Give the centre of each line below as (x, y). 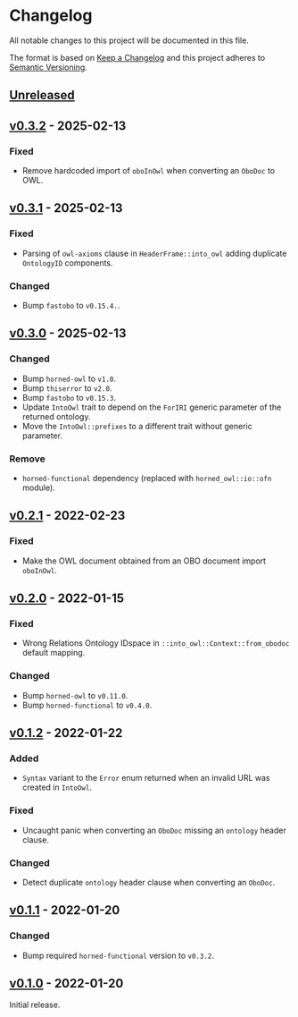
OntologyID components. (67, 263)
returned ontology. (56, 416)
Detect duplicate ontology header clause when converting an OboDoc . (149, 882)
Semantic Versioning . (48, 67)
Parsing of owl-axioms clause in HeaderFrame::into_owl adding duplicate (154, 253)
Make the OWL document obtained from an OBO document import (144, 561)
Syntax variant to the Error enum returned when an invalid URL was (146, 778)
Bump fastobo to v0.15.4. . (71, 305)
